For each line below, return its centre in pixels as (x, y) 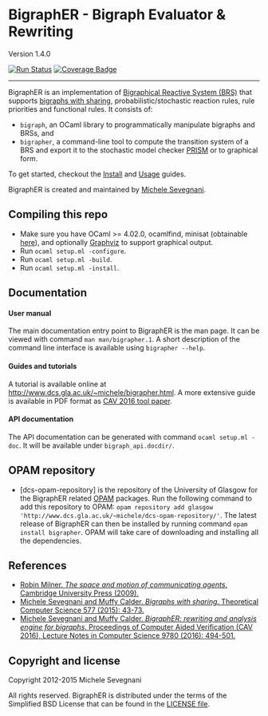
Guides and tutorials (43, 366)
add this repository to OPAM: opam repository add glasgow (116, 506)
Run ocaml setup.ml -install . (69, 267)
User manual (30, 313)
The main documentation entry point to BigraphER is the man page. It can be (134, 331)
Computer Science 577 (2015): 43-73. (82, 610)
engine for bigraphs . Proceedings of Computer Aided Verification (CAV (136, 627)
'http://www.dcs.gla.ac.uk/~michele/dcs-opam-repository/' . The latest (138, 515)
